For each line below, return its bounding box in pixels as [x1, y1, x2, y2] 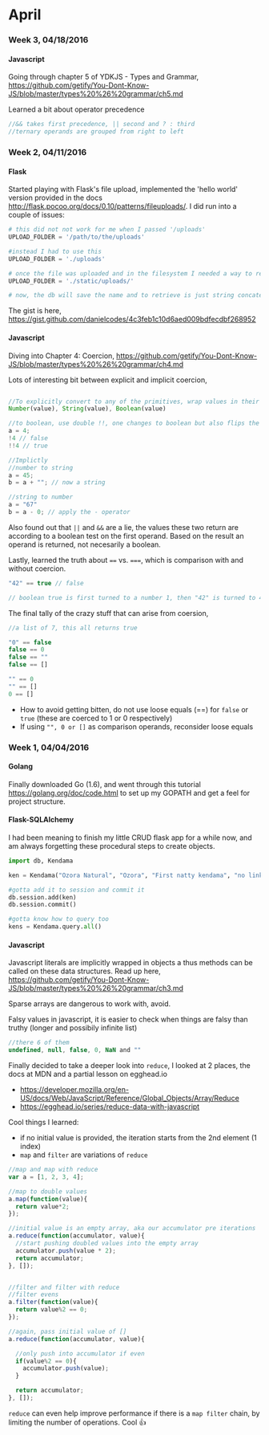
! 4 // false [8, 434, 48, 442]
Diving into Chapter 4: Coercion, [8, 351, 114, 361]
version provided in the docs [8, 193, 102, 202]
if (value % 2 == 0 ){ [15, 1357, 78, 1365]
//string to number [8, 493, 74, 501]
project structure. [8, 797, 66, 806]
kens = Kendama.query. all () [8, 923, 102, 931]
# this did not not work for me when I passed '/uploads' [8, 226, 206, 234]
